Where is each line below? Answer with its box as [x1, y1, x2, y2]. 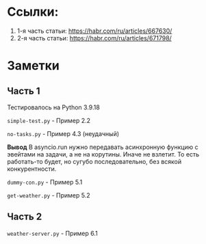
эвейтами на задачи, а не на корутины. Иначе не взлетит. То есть [7, 150, 200, 158]
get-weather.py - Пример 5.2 [7, 191, 90, 199]
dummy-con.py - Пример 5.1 [7, 178, 83, 186]
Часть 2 [7, 211, 42, 223]
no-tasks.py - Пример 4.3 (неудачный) [7, 129, 120, 137]
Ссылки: [7, 4, 59, 20]
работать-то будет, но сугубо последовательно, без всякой [7, 157, 182, 165]
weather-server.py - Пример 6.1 [7, 229, 98, 237]
